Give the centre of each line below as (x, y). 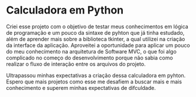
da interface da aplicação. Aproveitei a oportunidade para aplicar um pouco (98, 45)
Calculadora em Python (65, 10)
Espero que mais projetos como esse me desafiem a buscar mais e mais (94, 81)
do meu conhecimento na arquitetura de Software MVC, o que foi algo (92, 51)
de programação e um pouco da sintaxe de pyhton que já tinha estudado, (95, 32)
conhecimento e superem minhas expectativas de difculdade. (81, 88)
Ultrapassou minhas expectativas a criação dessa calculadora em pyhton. (96, 75)
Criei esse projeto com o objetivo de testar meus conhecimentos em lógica (97, 26)
